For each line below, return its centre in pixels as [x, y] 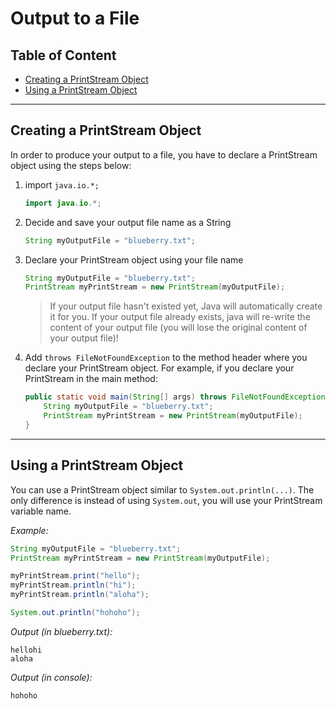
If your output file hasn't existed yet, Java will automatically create [186, 306]
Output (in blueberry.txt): [61, 631]
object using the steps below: [71, 165]
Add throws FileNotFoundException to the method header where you [166, 358]
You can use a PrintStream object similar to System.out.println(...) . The [162, 489]
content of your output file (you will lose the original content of [178, 328]
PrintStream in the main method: [91, 379]
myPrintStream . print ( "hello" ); [75, 576]
